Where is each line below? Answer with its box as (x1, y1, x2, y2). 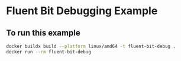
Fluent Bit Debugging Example (6, 4, 158, 18)
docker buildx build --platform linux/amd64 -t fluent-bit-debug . (6, 43, 176, 49)
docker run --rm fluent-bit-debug (6, 49, 92, 54)
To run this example (6, 28, 81, 38)
